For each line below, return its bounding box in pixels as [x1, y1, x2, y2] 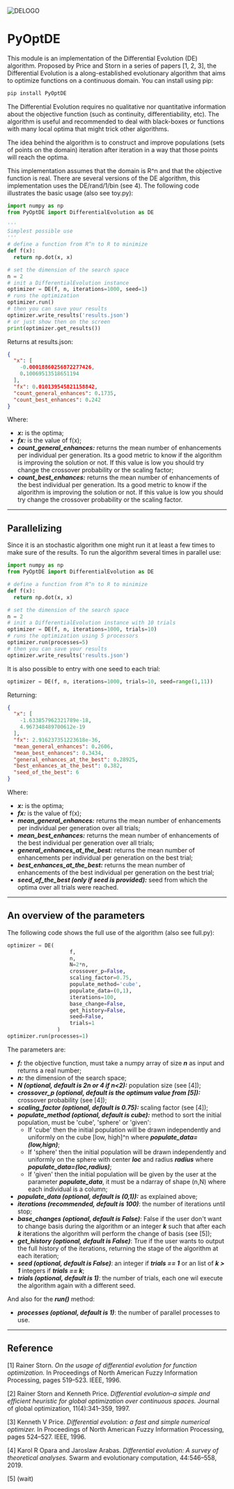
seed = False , [69, 1013, 104, 1020]
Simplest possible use [7, 227, 73, 235]
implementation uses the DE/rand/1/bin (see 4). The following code [7, 181, 200, 190]
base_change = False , [69, 1000, 127, 1008]
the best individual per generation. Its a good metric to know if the [17, 481, 208, 489]
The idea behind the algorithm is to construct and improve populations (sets [7, 138, 225, 147]
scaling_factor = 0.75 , [69, 974, 132, 982]
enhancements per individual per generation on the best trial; [17, 853, 194, 862]
